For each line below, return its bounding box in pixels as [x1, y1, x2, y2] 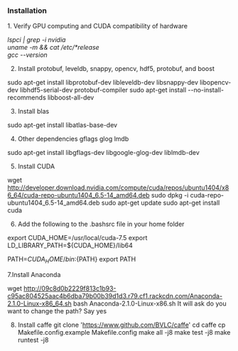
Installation [7, 6, 48, 16]
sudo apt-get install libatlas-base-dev [7, 121, 118, 129]
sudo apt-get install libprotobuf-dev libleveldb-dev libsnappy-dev [7, 78, 199, 87]
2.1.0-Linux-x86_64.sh [7, 299, 72, 308]
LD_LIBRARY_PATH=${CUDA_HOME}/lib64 [7, 241, 133, 250]
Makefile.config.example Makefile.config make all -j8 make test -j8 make [17, 328, 231, 337]
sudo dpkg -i [151, 191, 189, 200]
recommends [7, 93, 46, 102]
